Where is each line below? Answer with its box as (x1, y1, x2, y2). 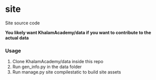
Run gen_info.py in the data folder (12, 64, 82, 70)
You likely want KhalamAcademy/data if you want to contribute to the (5, 29, 152, 35)
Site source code (5, 20, 40, 26)
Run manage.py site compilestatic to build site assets (12, 69, 121, 75)
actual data (5, 35, 29, 41)
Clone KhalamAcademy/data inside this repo (12, 59, 103, 65)
